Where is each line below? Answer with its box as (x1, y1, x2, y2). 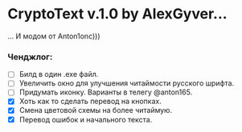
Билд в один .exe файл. (18, 70, 99, 79)
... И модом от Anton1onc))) (7, 31, 101, 41)
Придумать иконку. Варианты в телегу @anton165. (18, 87, 193, 97)
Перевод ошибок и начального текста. (18, 114, 153, 124)
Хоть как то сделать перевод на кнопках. (18, 97, 162, 106)
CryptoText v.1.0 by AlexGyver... (7, 5, 228, 23)
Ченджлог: (7, 51, 53, 62)
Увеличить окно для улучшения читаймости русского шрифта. (18, 78, 235, 88)
